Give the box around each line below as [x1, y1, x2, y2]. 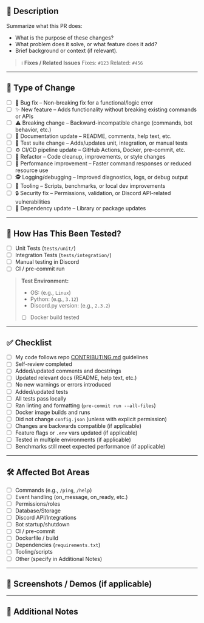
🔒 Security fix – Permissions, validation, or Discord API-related [15, 190, 171, 197]
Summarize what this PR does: [6, 22, 83, 29]
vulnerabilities [15, 198, 50, 205]
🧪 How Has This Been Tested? [6, 229, 121, 239]
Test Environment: [21, 277, 69, 284]
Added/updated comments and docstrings [15, 367, 121, 374]
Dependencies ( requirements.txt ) [15, 542, 101, 549]
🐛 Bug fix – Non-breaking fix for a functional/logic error [15, 98, 154, 106]
